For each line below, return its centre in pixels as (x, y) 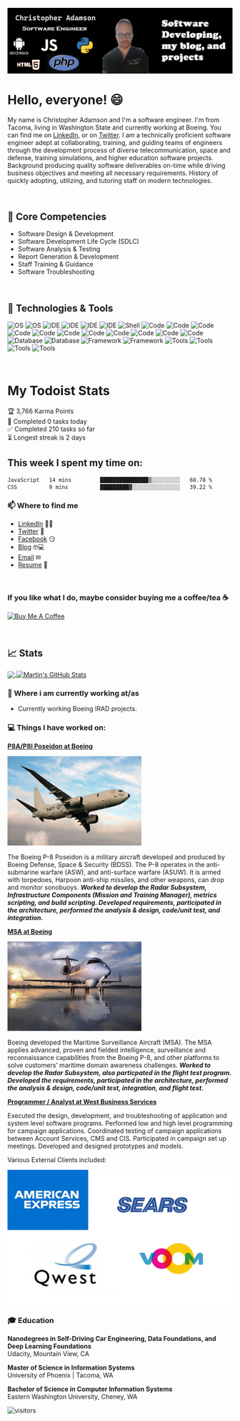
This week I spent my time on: (75, 463)
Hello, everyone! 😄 (65, 100)
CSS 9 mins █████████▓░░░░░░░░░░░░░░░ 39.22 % (110, 487)
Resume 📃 (32, 565)
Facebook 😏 (36, 539)
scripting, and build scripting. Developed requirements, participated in (115, 902)
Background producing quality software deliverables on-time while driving (116, 165)
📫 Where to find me (43, 505)
